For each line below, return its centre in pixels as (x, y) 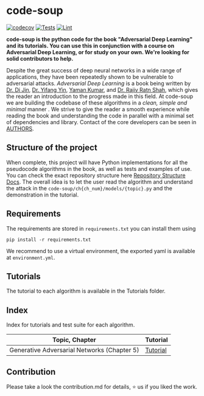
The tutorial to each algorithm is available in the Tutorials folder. (86, 291)
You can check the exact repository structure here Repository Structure (96, 175)
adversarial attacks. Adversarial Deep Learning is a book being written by (99, 83)
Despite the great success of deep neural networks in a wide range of (94, 70)
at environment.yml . (31, 257)
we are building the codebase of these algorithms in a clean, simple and (97, 102)
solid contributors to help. (40, 58)
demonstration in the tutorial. (43, 195)
